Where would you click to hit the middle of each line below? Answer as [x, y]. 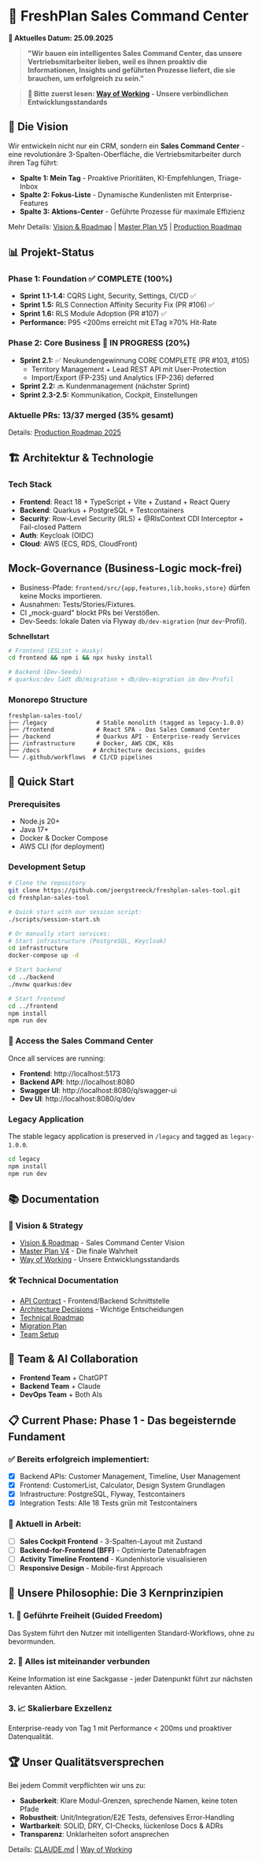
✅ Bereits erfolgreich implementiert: [79, 1459]
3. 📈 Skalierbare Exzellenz [60, 1708]
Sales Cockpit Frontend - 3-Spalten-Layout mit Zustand [111, 1541]
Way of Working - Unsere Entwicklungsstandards [99, 1259]
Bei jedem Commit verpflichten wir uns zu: [77, 1785]
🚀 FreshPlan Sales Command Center [129, 16]
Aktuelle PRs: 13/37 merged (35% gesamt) [91, 415]
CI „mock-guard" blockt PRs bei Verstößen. [90, 612]
